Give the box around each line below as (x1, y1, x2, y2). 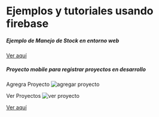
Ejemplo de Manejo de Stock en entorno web (6, 37, 120, 44)
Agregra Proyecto (6, 81, 50, 88)
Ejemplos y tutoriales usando (6, 4, 154, 18)
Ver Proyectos (6, 93, 41, 100)
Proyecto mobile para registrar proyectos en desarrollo (6, 66, 146, 73)
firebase (6, 17, 49, 30)
